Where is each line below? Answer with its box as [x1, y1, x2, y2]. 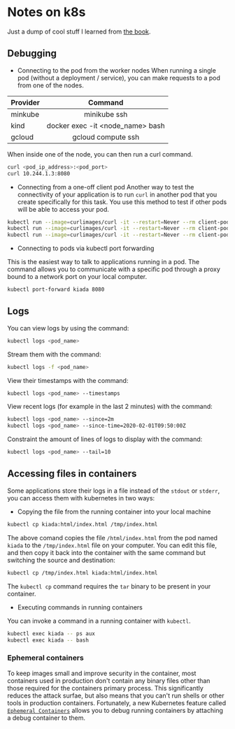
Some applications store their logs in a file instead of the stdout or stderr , [7, 486, 220, 495]
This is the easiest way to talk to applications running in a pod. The [7, 258, 200, 266]
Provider [10, 97, 41, 107]
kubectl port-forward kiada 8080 [7, 286, 105, 294]
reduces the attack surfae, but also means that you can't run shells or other [7, 691, 225, 700]
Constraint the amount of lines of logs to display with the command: [7, 435, 203, 444]
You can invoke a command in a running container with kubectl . [7, 616, 191, 625]
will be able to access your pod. [17, 205, 110, 213]
